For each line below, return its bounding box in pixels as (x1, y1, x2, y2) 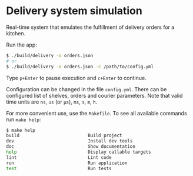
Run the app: (6, 41, 37, 48)
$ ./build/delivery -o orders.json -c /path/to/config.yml (6, 64, 154, 69)
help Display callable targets (6, 149, 151, 155)
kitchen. (6, 29, 26, 36)
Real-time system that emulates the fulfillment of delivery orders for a (6, 24, 175, 31)
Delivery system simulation (6, 4, 142, 18)
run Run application (6, 160, 128, 166)
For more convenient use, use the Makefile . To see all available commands (6, 109, 187, 117)
